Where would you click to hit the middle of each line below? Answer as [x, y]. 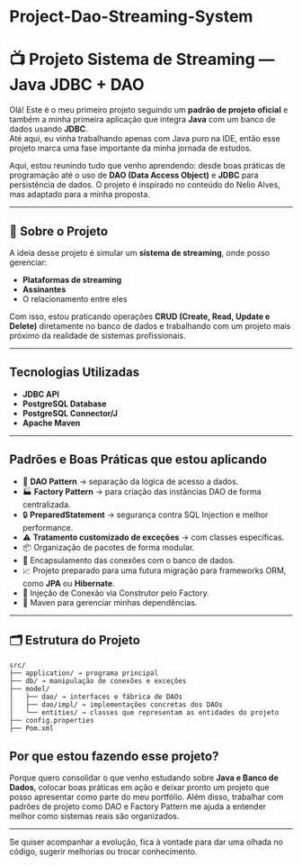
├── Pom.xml [31, 729]
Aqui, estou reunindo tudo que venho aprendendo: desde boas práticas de [147, 166]
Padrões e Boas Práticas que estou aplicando [138, 460]
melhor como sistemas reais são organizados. [94, 816]
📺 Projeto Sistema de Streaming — [142, 59]
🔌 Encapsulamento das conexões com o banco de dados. [129, 560]
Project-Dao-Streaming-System [131, 17]
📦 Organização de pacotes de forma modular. [108, 547]
